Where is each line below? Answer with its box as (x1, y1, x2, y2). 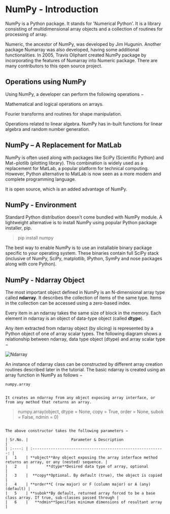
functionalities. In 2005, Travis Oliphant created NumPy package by (5, 52, 147, 58)
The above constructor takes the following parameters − (5, 428, 128, 434)
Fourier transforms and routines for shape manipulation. (5, 111, 122, 117)
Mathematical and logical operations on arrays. (5, 101, 104, 107)
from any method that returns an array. (5, 400, 92, 405)
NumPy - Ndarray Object (5, 276, 85, 284)
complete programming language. (5, 176, 76, 182)
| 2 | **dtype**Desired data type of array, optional (5, 464, 149, 469)
